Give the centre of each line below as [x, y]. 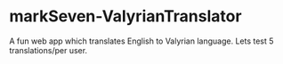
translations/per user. [48, 50]
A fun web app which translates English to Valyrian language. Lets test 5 [141, 41]
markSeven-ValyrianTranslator [125, 16]
